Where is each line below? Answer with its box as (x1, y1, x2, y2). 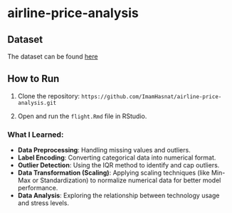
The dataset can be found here (7, 52, 98, 61)
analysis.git (17, 99, 57, 106)
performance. (17, 184, 58, 192)
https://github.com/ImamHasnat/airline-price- (81, 93, 222, 100)
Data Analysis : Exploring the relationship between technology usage (17, 191, 220, 200)
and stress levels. (17, 199, 70, 207)
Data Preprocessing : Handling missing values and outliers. (17, 146, 191, 155)
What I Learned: (7, 130, 64, 140)
